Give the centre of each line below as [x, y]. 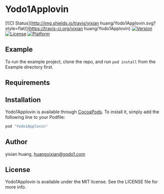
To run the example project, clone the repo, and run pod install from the [80, 62]
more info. [16, 187]
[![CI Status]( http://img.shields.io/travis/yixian [52, 23]
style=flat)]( [17, 28]
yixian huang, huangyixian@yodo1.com [45, 154]
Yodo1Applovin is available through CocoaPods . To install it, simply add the [82, 112]
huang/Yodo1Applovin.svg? [128, 23]
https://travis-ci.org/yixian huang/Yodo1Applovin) [80, 28]
